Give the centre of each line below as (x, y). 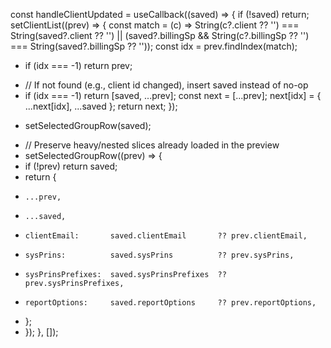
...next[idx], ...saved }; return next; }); (101, 106)
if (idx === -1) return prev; (78, 65)
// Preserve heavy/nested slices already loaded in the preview (152, 145)
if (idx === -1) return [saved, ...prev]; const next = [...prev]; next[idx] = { (173, 95)
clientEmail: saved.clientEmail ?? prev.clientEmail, (166, 236)
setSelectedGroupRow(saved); (88, 125)
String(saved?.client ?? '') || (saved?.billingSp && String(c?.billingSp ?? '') (160, 35)
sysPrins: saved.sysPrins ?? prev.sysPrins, (159, 255)
